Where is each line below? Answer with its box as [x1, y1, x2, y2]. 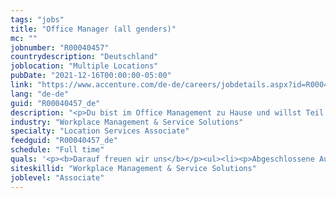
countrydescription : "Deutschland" [10, 52, 159, 62]
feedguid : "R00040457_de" [10, 136, 118, 146]
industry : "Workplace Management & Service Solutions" [10, 117, 244, 127]
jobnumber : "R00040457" [10, 42, 110, 53]
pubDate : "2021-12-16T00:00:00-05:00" [10, 71, 172, 81]
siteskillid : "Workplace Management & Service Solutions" [10, 163, 257, 173]
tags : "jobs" [10, 14, 65, 25]
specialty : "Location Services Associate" [10, 126, 190, 136]
